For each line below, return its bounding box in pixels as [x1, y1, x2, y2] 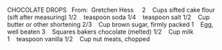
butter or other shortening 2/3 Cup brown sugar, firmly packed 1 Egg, [7, 21, 214, 28]
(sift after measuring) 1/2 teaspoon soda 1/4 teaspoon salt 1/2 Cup [7, 13, 210, 21]
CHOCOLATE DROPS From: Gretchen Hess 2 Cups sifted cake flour [7, 6, 216, 14]
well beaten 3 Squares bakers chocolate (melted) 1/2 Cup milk [7, 27, 194, 36]
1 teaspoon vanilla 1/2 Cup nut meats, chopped [7, 35, 150, 43]
